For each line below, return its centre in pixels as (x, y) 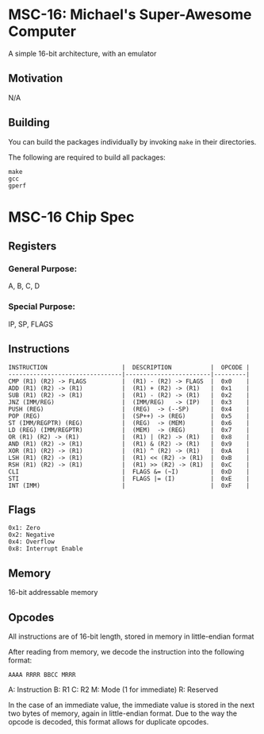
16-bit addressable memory (53, 593)
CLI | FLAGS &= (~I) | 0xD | (129, 471)
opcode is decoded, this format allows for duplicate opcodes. (109, 721)
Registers (33, 247)
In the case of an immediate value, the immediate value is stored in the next (132, 705)
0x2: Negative (32, 535)
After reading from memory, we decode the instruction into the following (126, 651)
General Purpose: (43, 269)
